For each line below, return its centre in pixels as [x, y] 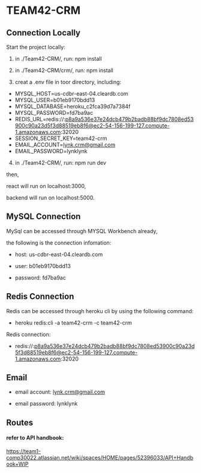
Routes [20, 422]
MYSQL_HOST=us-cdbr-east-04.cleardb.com [71, 93]
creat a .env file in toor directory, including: [68, 82]
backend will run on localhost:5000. [50, 198]
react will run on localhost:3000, [46, 186]
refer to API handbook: [35, 438]
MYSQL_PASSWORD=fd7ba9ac [54, 113]
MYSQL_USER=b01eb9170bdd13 [55, 100]
